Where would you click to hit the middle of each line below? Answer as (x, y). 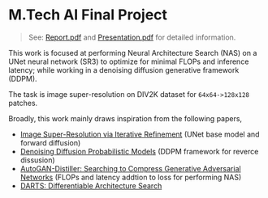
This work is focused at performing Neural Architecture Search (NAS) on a (133, 53)
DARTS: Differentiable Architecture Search (91, 185)
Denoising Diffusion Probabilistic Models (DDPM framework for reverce (139, 151)
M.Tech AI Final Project (88, 15)
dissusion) (37, 160)
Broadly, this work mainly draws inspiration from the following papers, (125, 118)
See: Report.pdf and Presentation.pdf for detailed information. (132, 37)
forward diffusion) (50, 142)
